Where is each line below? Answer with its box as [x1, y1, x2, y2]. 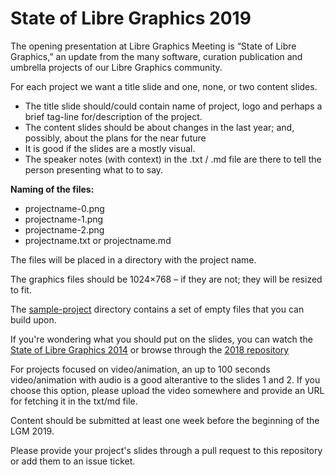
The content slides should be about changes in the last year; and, [24, 121, 295, 133]
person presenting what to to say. [24, 163, 164, 176]
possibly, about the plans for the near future [24, 132, 207, 144]
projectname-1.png [24, 213, 104, 225]
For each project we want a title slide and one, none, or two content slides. [10, 80, 318, 92]
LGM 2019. [10, 425, 55, 437]
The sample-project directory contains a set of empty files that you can [10, 303, 305, 315]
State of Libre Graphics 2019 [10, 7, 252, 30]
